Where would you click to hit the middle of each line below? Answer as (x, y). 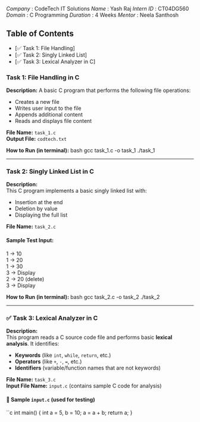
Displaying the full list (41, 215)
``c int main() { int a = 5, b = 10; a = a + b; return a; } (69, 413)
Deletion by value (36, 209)
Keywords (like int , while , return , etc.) (63, 355)
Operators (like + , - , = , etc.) (48, 361)
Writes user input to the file (48, 108)
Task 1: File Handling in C (43, 77)
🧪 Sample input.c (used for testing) (51, 399)
